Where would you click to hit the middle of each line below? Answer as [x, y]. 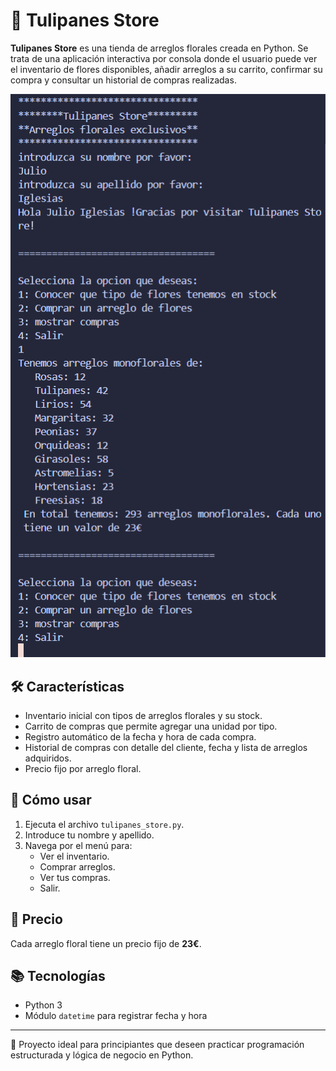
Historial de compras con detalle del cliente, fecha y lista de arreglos [166, 747]
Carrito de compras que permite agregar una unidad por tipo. [151, 726]
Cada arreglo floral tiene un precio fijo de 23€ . [106, 943]
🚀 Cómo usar [51, 800]
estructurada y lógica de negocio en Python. [102, 1055]
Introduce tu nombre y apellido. [89, 835]
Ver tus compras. [75, 877]
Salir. [50, 888]
